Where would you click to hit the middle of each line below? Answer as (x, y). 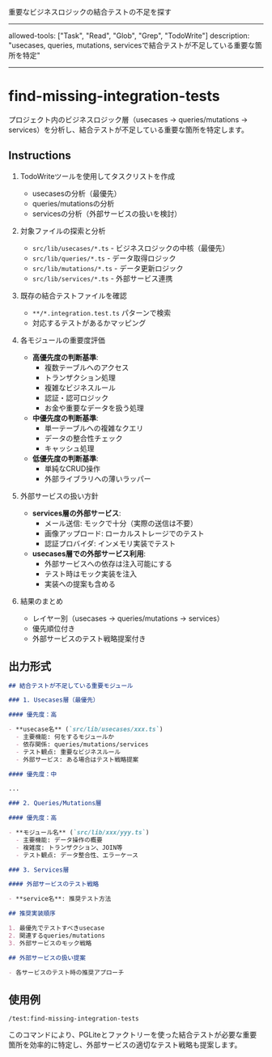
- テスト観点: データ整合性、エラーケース (77, 855)
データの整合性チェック (83, 438)
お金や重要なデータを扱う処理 (94, 408)
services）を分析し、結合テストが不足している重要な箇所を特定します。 (129, 129)
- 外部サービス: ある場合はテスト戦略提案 (77, 759)
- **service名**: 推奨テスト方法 (60, 899)
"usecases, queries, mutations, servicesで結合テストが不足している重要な (132, 45)
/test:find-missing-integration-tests (74, 1019)
